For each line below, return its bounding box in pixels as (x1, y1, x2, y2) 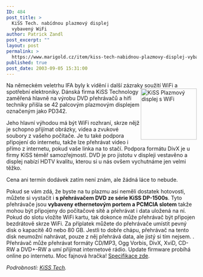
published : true (6, 59, 47, 65)
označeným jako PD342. (6, 107, 68, 115)
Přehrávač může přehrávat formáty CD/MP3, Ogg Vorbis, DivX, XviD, (6, 239, 177, 247)
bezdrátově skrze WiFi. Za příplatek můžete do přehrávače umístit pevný (6, 220, 187, 227)
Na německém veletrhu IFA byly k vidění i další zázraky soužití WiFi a (6, 82, 178, 89)
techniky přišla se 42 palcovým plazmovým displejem (6, 101, 140, 108)
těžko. (6, 164, 22, 172)
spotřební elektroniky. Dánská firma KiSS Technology (6, 88, 139, 96)
